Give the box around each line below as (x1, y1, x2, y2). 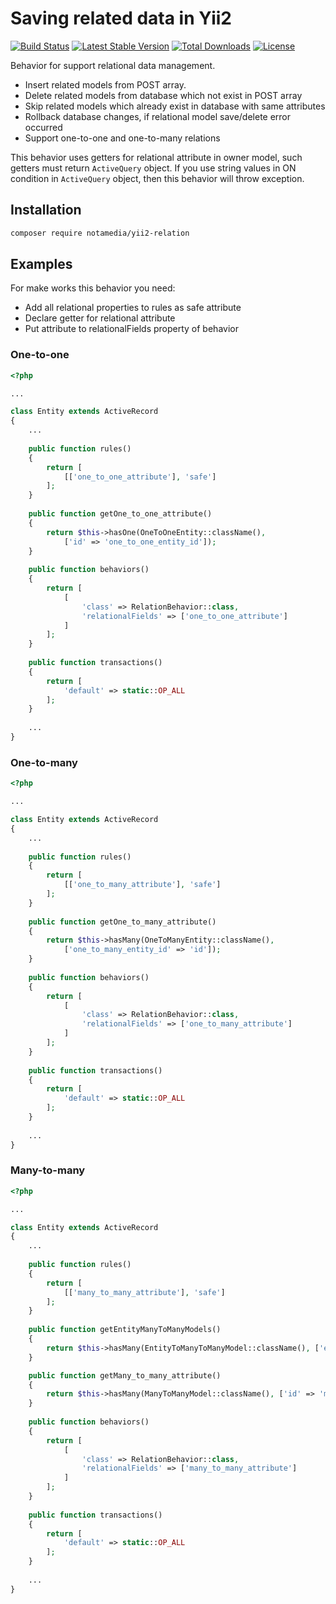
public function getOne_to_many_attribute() (28, 917, 217, 927)
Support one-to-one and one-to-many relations (24, 132, 221, 144)
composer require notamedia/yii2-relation (10, 228, 190, 238)
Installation (10, 202, 82, 219)
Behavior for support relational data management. (10, 59, 216, 71)
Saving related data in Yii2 (10, 7, 232, 30)
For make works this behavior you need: (10, 282, 176, 294)
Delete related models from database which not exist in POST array (24, 89, 303, 101)
